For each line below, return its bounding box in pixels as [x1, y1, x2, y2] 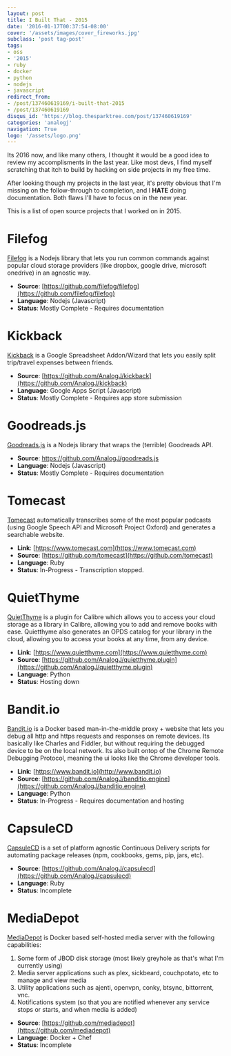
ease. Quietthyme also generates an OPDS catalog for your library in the [7, 627, 212, 636]
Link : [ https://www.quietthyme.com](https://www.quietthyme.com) [17, 648, 208, 656]
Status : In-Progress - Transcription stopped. [17, 566, 144, 574]
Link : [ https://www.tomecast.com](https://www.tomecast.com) [17, 544, 197, 552]
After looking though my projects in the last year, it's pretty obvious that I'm [7, 179, 221, 187]
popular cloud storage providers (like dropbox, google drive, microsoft [7, 262, 207, 270]
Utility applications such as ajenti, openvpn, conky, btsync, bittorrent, [17, 983, 214, 991]
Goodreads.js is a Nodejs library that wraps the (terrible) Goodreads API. [7, 441, 214, 449]
